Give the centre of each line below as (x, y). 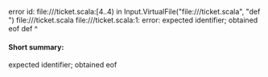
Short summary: (36, 47)
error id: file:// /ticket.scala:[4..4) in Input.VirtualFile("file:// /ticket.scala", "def (134, 12)
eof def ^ (23, 28)
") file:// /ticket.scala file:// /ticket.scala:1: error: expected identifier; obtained (133, 20)
